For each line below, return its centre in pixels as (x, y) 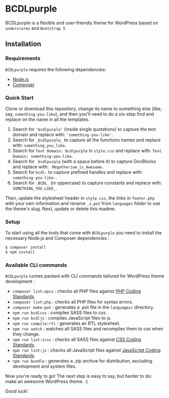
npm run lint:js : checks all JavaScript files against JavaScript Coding (87, 350)
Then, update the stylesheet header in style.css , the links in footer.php (80, 198)
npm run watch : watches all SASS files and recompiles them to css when (88, 329)
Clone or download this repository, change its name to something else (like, (84, 109)
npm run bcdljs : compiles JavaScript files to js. (62, 318)
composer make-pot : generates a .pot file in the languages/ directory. (83, 307)
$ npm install (20, 252)
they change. (26, 334)
